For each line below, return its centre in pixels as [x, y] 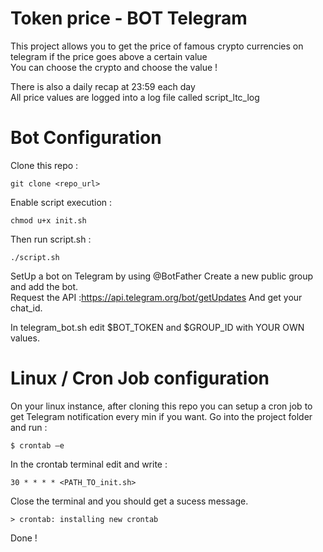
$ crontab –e [37, 445]
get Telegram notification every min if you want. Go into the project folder [161, 416]
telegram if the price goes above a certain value [109, 56]
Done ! [24, 538]
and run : [29, 427]
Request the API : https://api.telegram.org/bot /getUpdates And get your [156, 297]
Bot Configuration [86, 138]
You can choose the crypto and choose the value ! [114, 67]
